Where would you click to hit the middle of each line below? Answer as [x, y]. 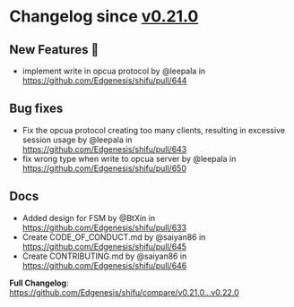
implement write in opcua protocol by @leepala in [114, 71]
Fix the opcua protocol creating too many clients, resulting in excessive [153, 130]
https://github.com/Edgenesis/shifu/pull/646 [104, 265]
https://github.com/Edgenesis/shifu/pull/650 [104, 168]
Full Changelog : [39, 283]
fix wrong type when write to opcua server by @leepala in [129, 158]
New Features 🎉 [54, 50]
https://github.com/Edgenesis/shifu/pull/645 [104, 246]
